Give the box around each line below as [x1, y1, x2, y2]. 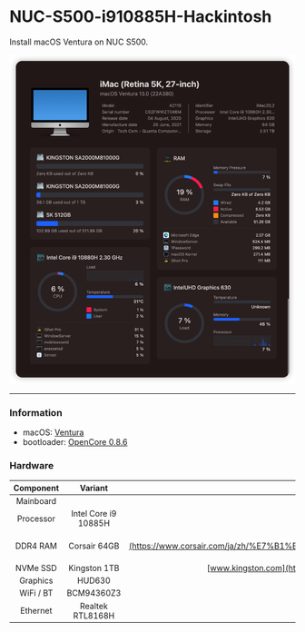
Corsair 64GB [68, 540, 120, 551]
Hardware [9, 459, 54, 472]
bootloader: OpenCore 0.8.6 [22, 437, 128, 448]
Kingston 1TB [67, 562, 120, 573]
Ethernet [20, 606, 53, 617]
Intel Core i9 [71, 509, 117, 519]
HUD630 [76, 575, 111, 587]
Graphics [19, 575, 54, 587]
